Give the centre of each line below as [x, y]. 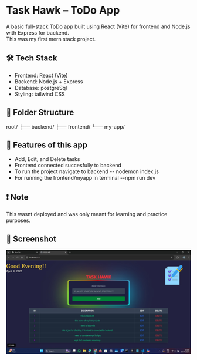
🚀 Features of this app [47, 145]
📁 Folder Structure [40, 112]
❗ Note [17, 197]
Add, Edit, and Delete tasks [47, 159]
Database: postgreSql [41, 88]
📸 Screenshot [31, 239]
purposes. [18, 220]
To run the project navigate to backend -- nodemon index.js [87, 171]
